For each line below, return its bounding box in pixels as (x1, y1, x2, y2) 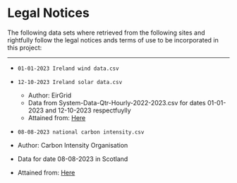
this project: (7, 43, 42, 52)
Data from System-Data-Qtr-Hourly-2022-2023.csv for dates (28, 98, 206, 107)
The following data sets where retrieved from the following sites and (7, 28, 206, 37)
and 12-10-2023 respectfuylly (45, 106, 132, 114)
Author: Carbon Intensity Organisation (17, 141, 128, 149)
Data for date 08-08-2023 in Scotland (17, 154, 128, 163)
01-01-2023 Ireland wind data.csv (17, 65, 119, 72)
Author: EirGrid (28, 90, 72, 100)
